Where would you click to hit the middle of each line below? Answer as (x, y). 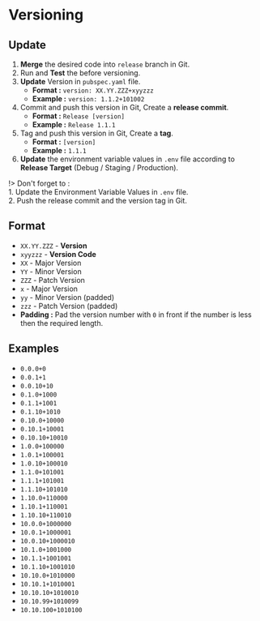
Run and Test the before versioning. (80, 73)
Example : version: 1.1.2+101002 (88, 99)
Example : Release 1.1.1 (74, 124)
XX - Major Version (51, 263)
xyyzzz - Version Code (58, 254)
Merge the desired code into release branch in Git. (105, 64)
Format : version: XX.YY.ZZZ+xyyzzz (93, 90)
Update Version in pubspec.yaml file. (80, 81)
